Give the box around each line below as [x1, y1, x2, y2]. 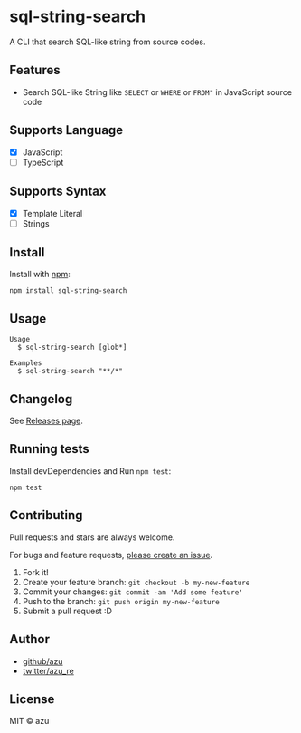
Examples [9, 359, 42, 368]
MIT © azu [9, 716, 50, 727]
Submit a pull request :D [22, 605, 113, 616]
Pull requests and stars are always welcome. [9, 532, 175, 543]
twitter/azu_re [22, 665, 74, 676]
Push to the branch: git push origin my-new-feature [22, 595, 220, 606]
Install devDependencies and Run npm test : [9, 465, 172, 477]
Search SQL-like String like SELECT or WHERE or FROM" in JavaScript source [22, 86, 292, 97]
